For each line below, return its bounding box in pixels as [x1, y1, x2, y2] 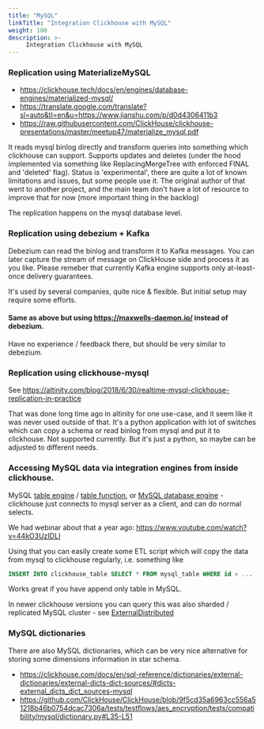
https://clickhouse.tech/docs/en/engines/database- [19, 85, 188, 95]
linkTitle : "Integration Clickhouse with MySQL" [8, 19, 172, 27]
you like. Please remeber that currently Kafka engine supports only [8, 263, 226, 272]
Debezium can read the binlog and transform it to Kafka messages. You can [8, 246, 255, 256]
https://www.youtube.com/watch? [135, 522, 247, 532]
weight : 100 [8, 26, 47, 34]
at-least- [227, 263, 255, 272]
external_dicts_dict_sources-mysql [19, 686, 133, 696]
